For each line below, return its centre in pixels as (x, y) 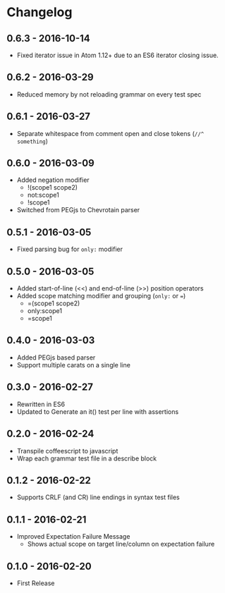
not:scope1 (43, 195)
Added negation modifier (53, 180)
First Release (36, 583)
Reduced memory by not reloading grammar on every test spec (109, 94)
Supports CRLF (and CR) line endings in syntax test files (98, 497)
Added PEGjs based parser (56, 357)
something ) (32, 141)
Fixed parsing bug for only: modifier (69, 249)
